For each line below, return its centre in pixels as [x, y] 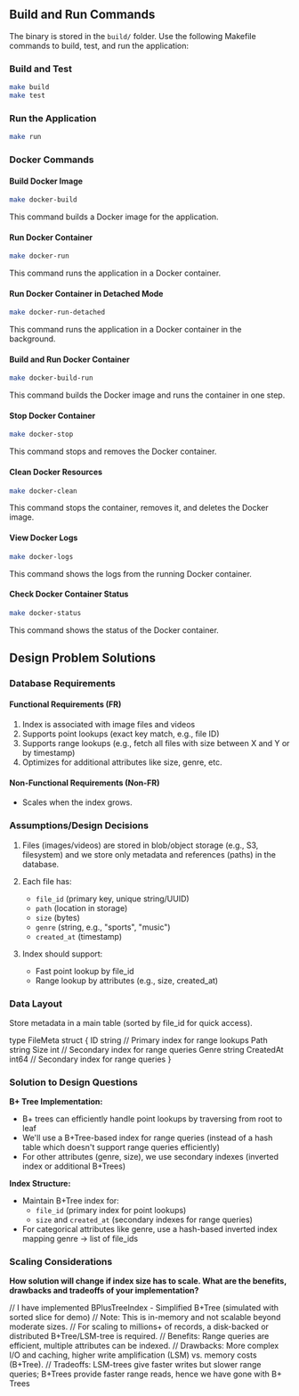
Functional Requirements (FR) [65, 704]
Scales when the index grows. [77, 802]
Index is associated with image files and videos [109, 725]
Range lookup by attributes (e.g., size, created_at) [127, 981]
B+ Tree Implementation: [56, 1102]
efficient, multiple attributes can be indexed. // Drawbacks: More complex [144, 1346]
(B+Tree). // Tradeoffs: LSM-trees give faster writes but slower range [135, 1365]
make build [29, 87]
